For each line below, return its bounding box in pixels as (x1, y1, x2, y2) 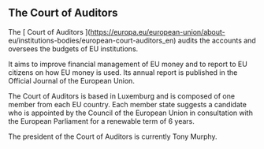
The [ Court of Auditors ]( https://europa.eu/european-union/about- (8, 27, 226, 36)
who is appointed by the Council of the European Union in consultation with (8, 108, 254, 117)
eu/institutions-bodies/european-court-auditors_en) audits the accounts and (8, 35, 256, 45)
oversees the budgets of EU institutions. (8, 43, 139, 54)
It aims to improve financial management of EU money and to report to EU (8, 59, 248, 69)
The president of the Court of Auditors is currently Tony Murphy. (8, 132, 218, 141)
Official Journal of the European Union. (8, 76, 136, 85)
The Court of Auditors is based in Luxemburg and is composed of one (8, 91, 235, 101)
